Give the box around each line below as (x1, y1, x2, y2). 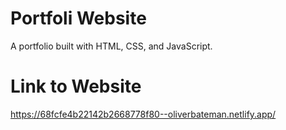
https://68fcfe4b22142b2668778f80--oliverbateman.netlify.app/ (10, 108, 277, 120)
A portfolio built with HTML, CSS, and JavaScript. (10, 40, 213, 52)
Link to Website (10, 75, 142, 98)
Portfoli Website (10, 7, 147, 30)
